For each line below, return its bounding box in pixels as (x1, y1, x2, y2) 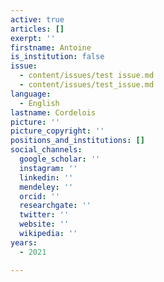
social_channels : (10, 145, 83, 155)
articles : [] (10, 24, 65, 34)
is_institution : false (10, 52, 105, 62)
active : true (10, 14, 65, 25)
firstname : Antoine (10, 42, 92, 53)
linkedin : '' (19, 172, 74, 183)
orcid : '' (19, 191, 60, 201)
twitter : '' (19, 210, 70, 220)
